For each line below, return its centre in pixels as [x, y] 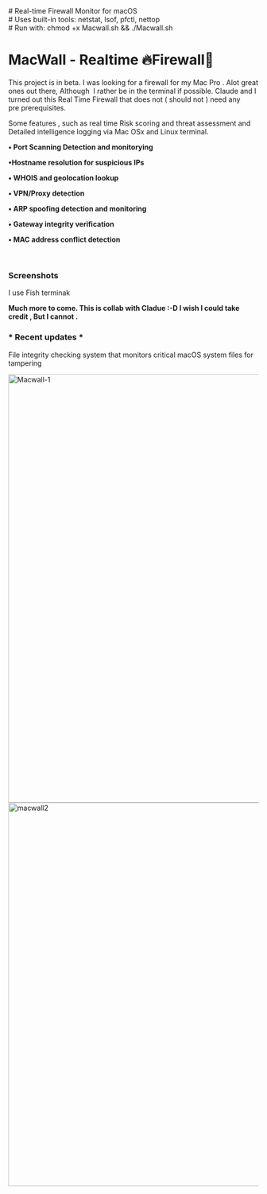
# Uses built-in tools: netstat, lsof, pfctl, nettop [84, 19]
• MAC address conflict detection [64, 239]
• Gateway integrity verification [61, 224]
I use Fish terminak [39, 293]
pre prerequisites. [37, 107]
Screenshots [33, 275]
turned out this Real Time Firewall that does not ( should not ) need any [124, 99]
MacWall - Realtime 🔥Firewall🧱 [111, 60]
